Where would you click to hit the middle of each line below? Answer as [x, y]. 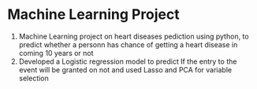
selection [34, 78]
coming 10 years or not [56, 53]
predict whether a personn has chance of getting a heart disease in [128, 44]
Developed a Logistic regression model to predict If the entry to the [128, 61]
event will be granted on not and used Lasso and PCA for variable [125, 69]
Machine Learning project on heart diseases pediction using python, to [134, 36]
